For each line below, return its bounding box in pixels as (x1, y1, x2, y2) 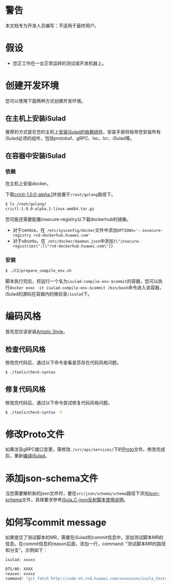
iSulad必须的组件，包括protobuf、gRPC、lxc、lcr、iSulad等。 (5, 135, 135, 141)
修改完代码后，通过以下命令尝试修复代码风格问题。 (5, 399, 112, 406)
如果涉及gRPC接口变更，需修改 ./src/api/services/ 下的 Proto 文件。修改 (5, 446, 157, 452)
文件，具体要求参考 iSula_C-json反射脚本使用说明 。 (21, 497, 128, 503)
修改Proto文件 (5, 428, 65, 440)
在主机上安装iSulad (5, 114, 66, 123)
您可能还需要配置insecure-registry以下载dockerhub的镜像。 (5, 216, 131, 223)
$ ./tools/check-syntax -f (5, 409, 63, 415)
